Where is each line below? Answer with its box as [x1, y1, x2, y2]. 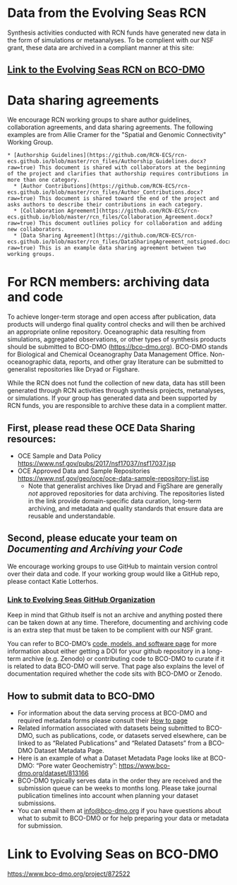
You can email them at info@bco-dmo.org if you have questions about [17, 806, 222, 814]
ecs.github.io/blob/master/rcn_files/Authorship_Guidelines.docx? [7, 158, 207, 165]
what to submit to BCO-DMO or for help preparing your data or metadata [17, 814, 229, 822]
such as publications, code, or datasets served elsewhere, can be [35, 731, 227, 739]
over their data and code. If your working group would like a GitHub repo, [7, 569, 220, 578]
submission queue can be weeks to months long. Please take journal [17, 783, 217, 792]
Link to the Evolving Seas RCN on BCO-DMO [7, 64, 205, 76]
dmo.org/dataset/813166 [17, 768, 90, 777]
